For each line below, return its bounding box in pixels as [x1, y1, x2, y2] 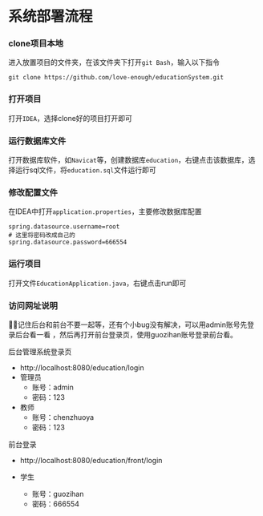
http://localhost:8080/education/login [19, 362, 144, 373]
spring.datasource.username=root [8, 223, 120, 231]
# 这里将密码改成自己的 [8, 232, 76, 240]
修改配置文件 [8, 187, 59, 198]
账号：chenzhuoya [31, 412, 95, 421]
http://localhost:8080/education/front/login [19, 455, 163, 465]
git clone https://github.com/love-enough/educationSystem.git [8, 74, 225, 82]
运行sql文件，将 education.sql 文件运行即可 [14, 165, 156, 175]
